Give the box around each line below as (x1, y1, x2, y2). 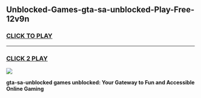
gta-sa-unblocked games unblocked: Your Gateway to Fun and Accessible (6, 78, 195, 86)
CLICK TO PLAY (6, 32, 53, 40)
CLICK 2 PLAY (6, 54, 48, 62)
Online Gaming (6, 85, 44, 92)
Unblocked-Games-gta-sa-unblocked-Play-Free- (6, 5, 195, 15)
